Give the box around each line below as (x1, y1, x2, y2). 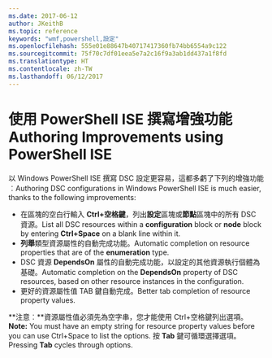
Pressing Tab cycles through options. (8, 339, 133, 350)
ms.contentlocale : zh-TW (8, 65, 93, 73)
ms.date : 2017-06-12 (8, 11, 79, 20)
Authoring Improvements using (8, 128, 224, 146)
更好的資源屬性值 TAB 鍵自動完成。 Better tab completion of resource (19, 286, 251, 295)
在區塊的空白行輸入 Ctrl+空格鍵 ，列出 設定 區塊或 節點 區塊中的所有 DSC (19, 209, 257, 219)
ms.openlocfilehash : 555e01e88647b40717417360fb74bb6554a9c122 (8, 42, 227, 50)
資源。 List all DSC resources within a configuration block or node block (19, 219, 262, 229)
